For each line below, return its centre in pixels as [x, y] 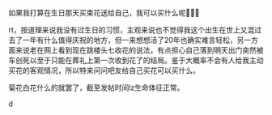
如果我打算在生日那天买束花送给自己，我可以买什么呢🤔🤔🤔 [104, 13]
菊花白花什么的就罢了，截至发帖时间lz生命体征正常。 [96, 87]
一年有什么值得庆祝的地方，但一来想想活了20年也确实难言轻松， [130, 40]
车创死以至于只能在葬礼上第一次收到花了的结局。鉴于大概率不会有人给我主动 [136, 60]
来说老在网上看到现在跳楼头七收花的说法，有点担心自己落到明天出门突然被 [139, 50]
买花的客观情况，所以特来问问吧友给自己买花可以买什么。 [104, 70]
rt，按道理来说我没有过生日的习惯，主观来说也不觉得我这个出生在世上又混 [132, 30]
